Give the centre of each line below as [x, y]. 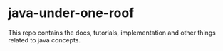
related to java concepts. [45, 40]
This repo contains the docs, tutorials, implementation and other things [112, 33]
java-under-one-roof [71, 13]
